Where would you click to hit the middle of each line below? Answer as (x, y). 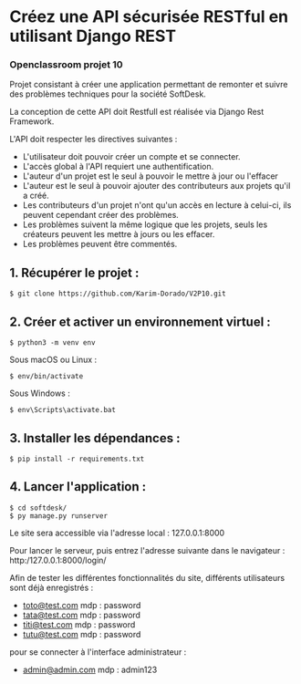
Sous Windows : (40, 393)
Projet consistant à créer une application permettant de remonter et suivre (149, 85)
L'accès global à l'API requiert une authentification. (118, 167)
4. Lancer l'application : (78, 487)
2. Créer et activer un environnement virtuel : (140, 321)
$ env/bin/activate (47, 377)
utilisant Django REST (93, 36)
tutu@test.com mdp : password (82, 634)
